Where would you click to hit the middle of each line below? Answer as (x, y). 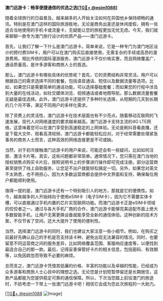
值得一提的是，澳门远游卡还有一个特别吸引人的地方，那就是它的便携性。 (77, 190)
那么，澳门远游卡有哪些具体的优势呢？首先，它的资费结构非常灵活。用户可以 (81, 75)
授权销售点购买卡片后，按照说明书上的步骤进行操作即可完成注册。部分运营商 (81, 162)
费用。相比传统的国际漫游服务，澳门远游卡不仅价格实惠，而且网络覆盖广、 (83, 58)
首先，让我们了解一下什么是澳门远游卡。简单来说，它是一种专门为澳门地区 (79, 46)
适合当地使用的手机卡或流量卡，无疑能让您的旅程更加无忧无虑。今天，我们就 (81, 30)
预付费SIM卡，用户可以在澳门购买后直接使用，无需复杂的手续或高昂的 (83, 52)
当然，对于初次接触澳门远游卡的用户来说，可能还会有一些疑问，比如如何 (77, 150)
